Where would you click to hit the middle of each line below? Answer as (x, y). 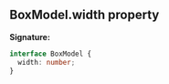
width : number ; (47, 62)
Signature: (30, 37)
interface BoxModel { (51, 54)
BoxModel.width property (84, 15)
